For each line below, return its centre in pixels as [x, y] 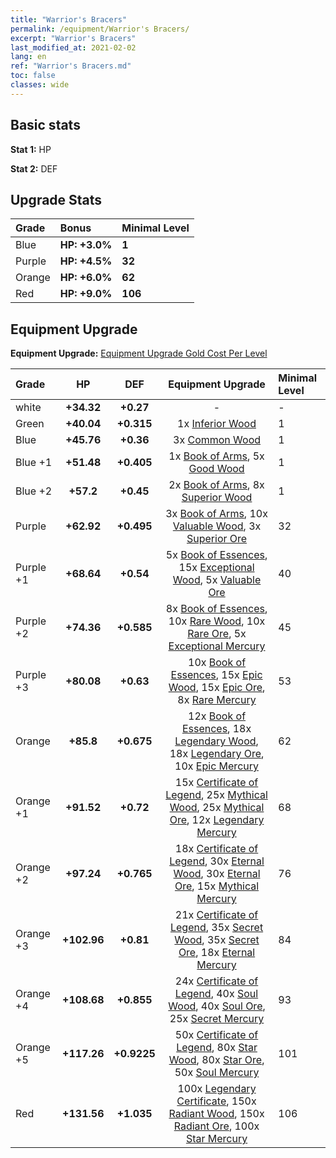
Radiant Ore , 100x [216, 1126]
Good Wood [216, 469]
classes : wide [40, 85]
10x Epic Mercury [216, 766]
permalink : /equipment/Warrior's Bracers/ [100, 29]
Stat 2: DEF [34, 168]
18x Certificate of [216, 849]
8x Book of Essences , [216, 609]
